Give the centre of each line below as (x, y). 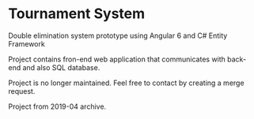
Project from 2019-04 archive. (57, 106)
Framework (27, 43)
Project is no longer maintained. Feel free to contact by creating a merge (126, 83)
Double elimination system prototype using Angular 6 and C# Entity (118, 35)
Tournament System (77, 14)
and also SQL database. (61, 67)
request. (22, 91)
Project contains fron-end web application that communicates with (117, 59)
